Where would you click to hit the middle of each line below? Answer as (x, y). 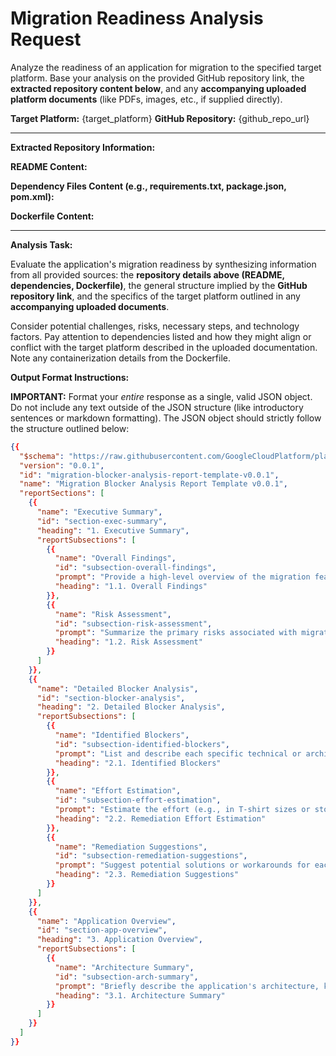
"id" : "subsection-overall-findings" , (135, 568)
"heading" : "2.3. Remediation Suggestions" (147, 875)
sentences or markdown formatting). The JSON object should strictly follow (166, 418)
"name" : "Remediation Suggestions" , (131, 847)
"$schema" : (42, 456)
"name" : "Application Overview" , (106, 921)
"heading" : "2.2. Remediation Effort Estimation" (160, 818)
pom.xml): (32, 196)
